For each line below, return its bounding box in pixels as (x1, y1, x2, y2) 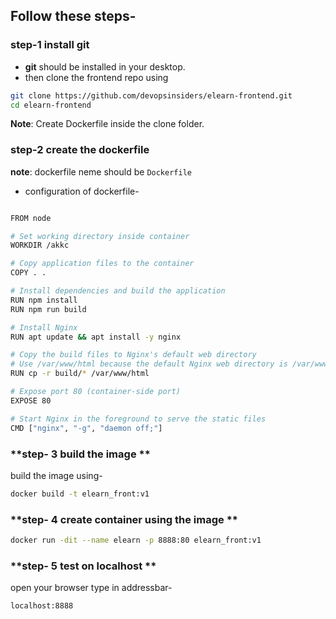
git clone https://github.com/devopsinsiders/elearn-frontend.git (10, 90, 293, 101)
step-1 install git (10, 38, 90, 52)
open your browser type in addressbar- (10, 582, 173, 594)
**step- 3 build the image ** (10, 447, 151, 461)
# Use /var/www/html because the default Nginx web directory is (10, 359, 288, 369)
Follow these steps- (10, 8, 137, 25)
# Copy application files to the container (10, 259, 195, 269)
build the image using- (10, 469, 103, 481)
